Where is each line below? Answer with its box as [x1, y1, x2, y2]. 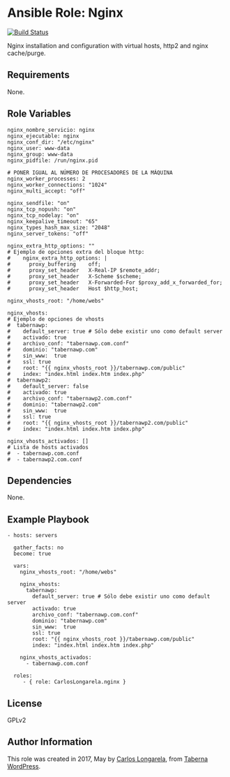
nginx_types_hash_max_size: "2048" [7, 224, 111, 231]
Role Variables [7, 108, 71, 120]
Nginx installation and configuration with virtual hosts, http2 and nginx [7, 41, 209, 50]
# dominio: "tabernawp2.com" [7, 401, 101, 408]
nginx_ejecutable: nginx [7, 133, 79, 139]
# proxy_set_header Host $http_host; [7, 285, 139, 292]
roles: [13, 672, 33, 679]
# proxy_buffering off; [7, 260, 101, 268]
